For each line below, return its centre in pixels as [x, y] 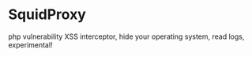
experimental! [30, 44]
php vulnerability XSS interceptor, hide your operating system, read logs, [126, 36]
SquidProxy [47, 15]
